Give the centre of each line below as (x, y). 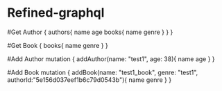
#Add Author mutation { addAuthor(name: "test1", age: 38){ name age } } (111, 59)
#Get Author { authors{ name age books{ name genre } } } (90, 32)
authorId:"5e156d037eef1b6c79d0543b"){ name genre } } (89, 80)
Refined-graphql (56, 13)
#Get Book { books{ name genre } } (58, 45)
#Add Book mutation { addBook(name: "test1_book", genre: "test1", (103, 72)
